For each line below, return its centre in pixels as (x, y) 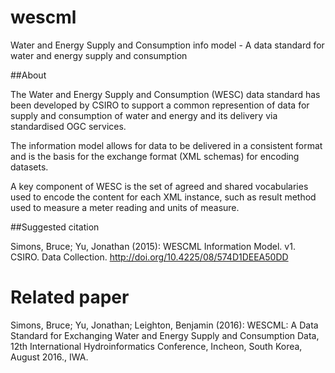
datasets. (29, 167)
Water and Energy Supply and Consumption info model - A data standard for (167, 45)
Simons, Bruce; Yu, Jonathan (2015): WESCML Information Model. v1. (153, 246)
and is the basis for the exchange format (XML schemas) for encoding (155, 156)
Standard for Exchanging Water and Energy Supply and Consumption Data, (165, 335)
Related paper (70, 297)
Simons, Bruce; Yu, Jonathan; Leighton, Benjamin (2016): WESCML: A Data (164, 325)
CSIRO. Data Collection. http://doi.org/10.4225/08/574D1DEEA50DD (149, 257)
